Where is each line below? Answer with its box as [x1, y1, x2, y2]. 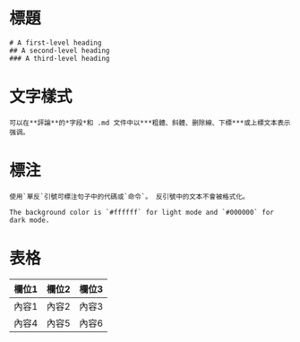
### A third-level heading [9, 54, 110, 63]
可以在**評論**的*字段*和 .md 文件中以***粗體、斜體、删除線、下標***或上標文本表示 [9, 118, 291, 127]
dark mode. [9, 216, 50, 225]
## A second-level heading [9, 46, 110, 55]
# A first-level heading [9, 38, 102, 47]
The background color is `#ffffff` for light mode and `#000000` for [9, 208, 275, 217]
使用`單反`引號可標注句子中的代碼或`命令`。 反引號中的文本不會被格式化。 [9, 192, 250, 201]
